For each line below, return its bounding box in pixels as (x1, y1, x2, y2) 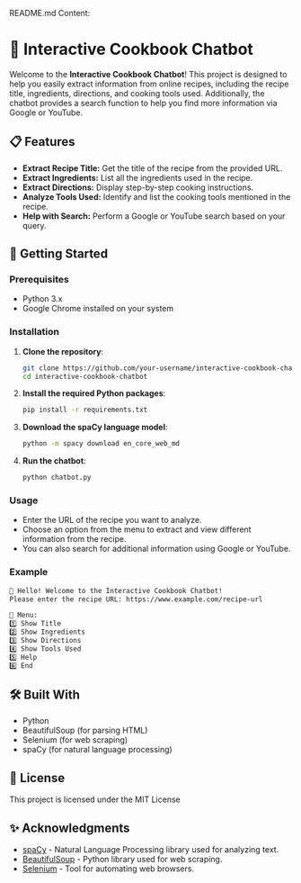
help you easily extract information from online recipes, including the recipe (9, 78, 289, 89)
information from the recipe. (22, 534, 127, 545)
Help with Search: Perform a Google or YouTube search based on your (22, 211, 286, 221)
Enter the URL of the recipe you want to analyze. (22, 515, 202, 526)
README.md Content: (9, 8, 91, 18)
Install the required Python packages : (22, 388, 166, 399)
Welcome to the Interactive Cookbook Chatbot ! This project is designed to (9, 68, 288, 79)
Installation (9, 326, 60, 338)
